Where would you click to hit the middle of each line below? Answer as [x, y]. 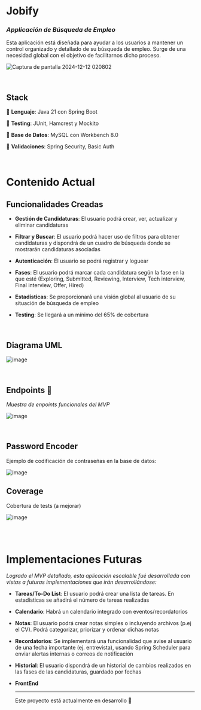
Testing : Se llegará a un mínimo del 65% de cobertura [82, 315]
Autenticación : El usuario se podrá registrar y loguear [81, 261]
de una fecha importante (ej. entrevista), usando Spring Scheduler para [103, 648]
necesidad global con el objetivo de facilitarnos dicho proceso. [84, 56]
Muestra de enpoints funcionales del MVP [58, 404]
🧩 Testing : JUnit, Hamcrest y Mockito [53, 123]
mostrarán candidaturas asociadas [57, 249]
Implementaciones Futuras [74, 559]
